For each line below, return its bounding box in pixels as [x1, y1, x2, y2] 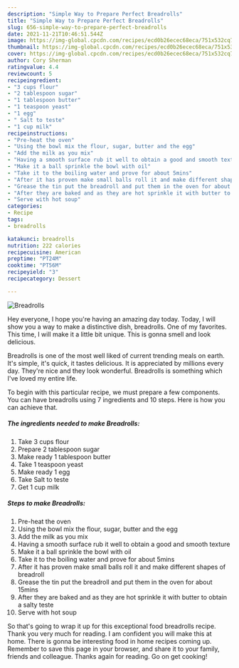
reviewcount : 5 [7, 70, 53, 77]
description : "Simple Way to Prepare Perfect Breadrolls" [7, 10, 183, 18]
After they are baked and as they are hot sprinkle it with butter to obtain [17, 592, 228, 601]
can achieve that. [7, 403, 58, 411]
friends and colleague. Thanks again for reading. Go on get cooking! [7, 652, 208, 660]
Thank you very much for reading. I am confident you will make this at [7, 629, 212, 638]
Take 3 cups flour [17, 437, 70, 446]
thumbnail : [7, 43, 40, 51]
